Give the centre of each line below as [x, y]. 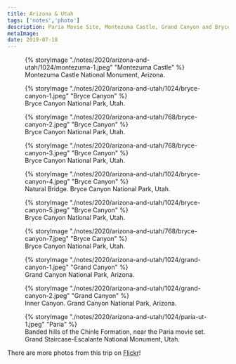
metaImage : [23, 33]
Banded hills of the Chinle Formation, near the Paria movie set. [115, 332]
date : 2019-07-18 [33, 40]
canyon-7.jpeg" [47, 239]
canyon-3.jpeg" [47, 153]
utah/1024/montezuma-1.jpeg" [69, 67]
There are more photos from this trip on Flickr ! [74, 353]
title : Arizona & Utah [40, 14]
